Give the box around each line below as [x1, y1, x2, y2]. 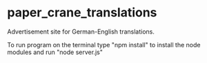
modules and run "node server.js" [7, 48, 103, 56]
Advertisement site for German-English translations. [7, 27, 155, 36]
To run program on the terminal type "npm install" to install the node [7, 40, 201, 49]
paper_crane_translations [7, 5, 157, 21]
